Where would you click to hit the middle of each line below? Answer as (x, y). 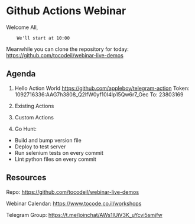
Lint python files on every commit (55, 159)
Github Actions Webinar (66, 11)
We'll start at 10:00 (43, 38)
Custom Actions (34, 117)
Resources (26, 178)
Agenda (21, 74)
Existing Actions (34, 106)
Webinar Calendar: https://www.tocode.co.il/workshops (74, 203)
